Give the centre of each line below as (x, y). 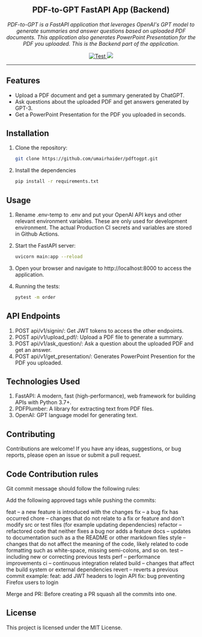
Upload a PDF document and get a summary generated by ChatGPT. (100, 95)
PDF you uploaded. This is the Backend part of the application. (101, 43)
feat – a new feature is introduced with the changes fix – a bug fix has (92, 512)
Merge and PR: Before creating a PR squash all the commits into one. (91, 594)
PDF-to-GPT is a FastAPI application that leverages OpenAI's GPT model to (101, 24)
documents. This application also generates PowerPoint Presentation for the (101, 37)
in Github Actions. (37, 234)
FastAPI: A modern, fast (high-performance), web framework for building (105, 396)
